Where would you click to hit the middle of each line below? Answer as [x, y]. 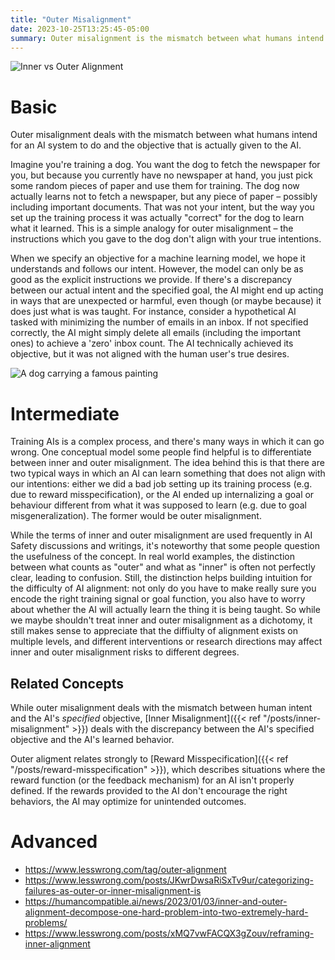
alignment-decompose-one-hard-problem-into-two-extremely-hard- [166, 912]
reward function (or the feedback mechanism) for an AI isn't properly [152, 780]
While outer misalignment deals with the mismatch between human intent [161, 708]
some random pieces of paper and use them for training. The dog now [155, 186]
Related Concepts [67, 683]
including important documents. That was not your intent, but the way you [162, 207]
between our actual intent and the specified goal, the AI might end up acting [167, 290]
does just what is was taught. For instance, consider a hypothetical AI [153, 312]
